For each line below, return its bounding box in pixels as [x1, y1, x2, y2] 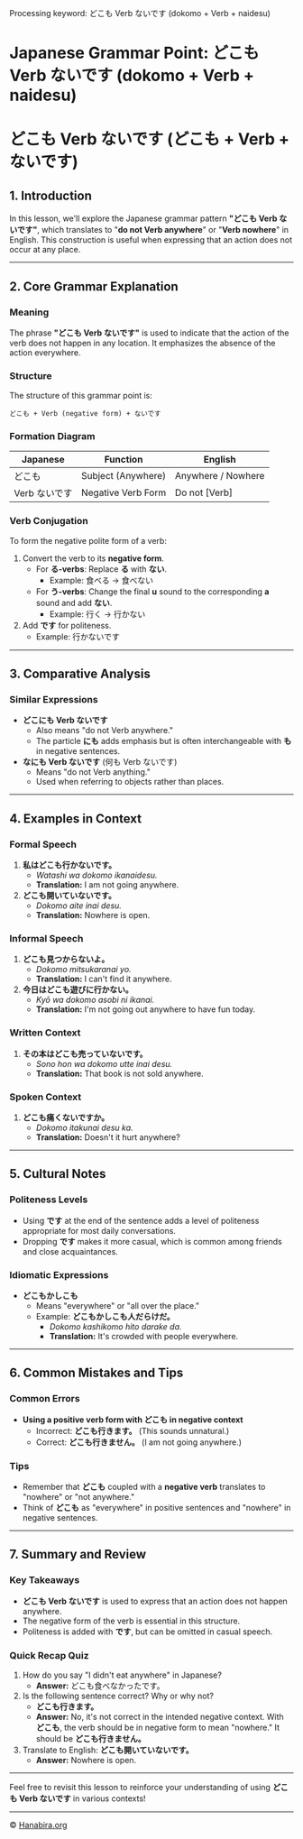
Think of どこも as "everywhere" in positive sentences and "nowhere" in [22, 1503, 291, 1513]
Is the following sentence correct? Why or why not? [22, 1690, 215, 1701]
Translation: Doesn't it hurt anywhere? [35, 1132, 180, 1143]
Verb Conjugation [9, 515, 88, 528]
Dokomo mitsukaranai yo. [35, 964, 133, 975]
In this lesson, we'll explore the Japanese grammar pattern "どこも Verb [9, 213, 278, 224]
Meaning [9, 306, 50, 318]
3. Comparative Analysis [9, 667, 151, 682]
